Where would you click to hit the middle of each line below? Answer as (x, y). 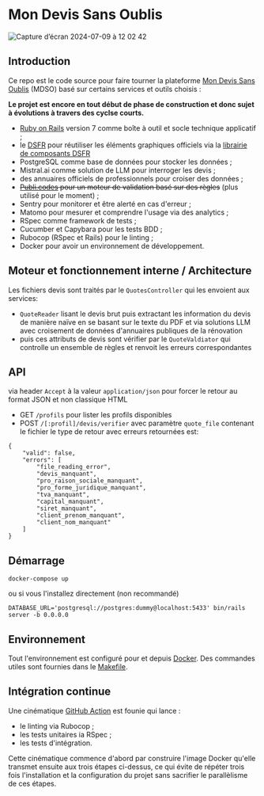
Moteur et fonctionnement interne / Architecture (130, 271)
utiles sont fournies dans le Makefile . (68, 667)
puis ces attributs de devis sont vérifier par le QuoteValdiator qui (125, 339)
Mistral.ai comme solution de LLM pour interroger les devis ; (117, 170)
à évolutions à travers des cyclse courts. (76, 112)
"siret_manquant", (67, 508)
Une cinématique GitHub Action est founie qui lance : (94, 710)
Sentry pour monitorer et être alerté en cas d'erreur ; (105, 204)
